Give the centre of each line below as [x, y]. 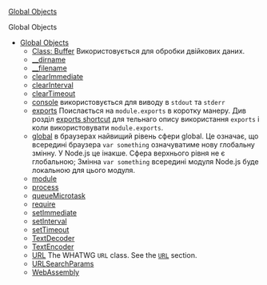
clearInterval [52, 85]
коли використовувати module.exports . [98, 128]
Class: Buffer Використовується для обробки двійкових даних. [138, 51]
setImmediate [54, 213]
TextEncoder [53, 247]
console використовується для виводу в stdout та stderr [128, 102]
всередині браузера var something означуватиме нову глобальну [143, 145]
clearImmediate [58, 76]
